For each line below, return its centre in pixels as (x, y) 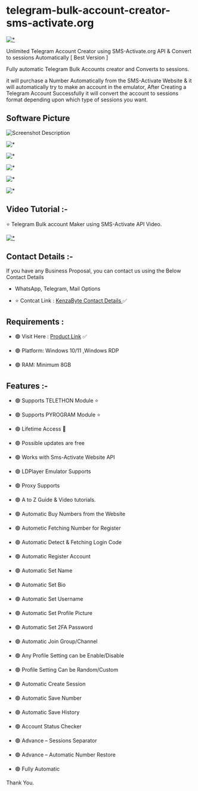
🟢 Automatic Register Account (52, 556)
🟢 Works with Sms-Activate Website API (65, 457)
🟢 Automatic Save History (47, 712)
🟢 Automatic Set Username (49, 599)
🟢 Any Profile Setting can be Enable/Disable (69, 656)
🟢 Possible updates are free (49, 443)
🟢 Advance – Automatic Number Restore (65, 755)
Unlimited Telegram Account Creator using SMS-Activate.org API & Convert (99, 51)
